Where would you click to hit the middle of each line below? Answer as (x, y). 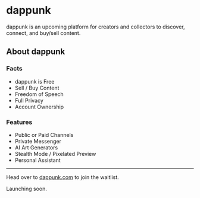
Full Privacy (29, 100)
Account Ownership (39, 107)
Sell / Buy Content (37, 88)
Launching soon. (27, 189)
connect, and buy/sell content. (43, 33)
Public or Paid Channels (44, 135)
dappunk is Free (35, 81)
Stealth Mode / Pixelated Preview (55, 154)
